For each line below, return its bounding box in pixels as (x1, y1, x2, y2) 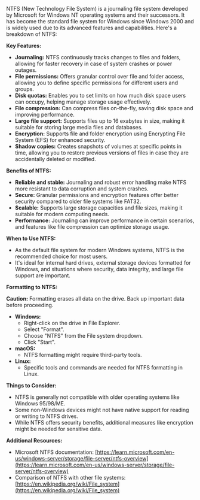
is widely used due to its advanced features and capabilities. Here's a (6, 24, 177, 31)
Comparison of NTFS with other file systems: (14, 474, 126, 481)
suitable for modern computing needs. (14, 211, 109, 217)
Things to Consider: (6, 382, 57, 389)
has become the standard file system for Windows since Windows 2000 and (6, 18, 194, 25)
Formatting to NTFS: (6, 284, 58, 290)
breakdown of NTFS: (6, 31, 57, 38)
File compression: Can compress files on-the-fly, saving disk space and (14, 105, 193, 111)
